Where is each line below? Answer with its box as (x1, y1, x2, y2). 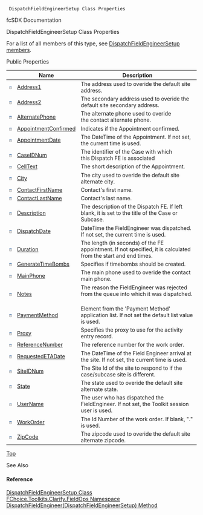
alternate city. (80, 178, 115, 185)
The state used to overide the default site (80, 379, 183, 386)
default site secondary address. (80, 102, 159, 108)
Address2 (17, 98, 42, 105)
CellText (17, 163, 38, 170)
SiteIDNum (17, 367, 44, 375)
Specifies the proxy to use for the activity (80, 326, 183, 333)
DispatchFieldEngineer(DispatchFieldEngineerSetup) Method (6, 502, 158, 509)
